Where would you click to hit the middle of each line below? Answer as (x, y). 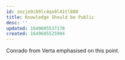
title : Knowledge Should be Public (50, 17)
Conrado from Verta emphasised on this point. (63, 50)
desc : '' (17, 23)
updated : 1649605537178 (36, 28)
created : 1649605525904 (36, 34)
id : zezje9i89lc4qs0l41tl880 (42, 12)
